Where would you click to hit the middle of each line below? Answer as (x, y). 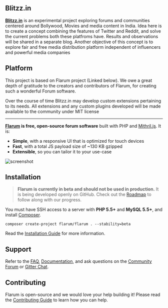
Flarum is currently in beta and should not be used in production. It (88, 189)
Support (18, 249)
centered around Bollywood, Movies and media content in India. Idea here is (83, 26)
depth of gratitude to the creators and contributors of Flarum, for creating (81, 85)
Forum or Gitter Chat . (27, 267)
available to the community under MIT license (52, 111)
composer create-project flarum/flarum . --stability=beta (68, 224)
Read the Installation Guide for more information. (55, 234)
